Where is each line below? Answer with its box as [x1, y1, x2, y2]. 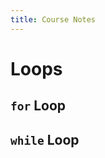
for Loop [10, 97, 67, 115]
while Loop [10, 131, 80, 148]
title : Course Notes [10, 14, 97, 25]
